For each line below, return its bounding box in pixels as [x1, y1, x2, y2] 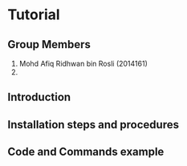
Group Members [7, 38, 91, 51]
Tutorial [7, 6, 61, 24]
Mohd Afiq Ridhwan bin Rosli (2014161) [18, 59, 148, 68]
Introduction [7, 91, 71, 104]
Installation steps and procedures [7, 118, 180, 132]
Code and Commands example [7, 145, 165, 159]
